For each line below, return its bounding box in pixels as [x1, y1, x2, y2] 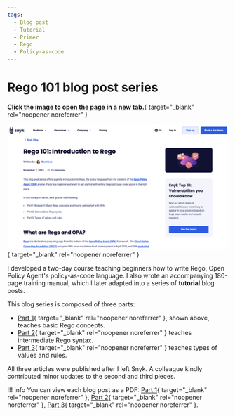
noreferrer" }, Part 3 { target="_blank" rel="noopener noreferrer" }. [7, 401, 199, 409]
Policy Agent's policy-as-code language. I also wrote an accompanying [7, 271, 213, 280]
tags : [7, 11, 23, 18]
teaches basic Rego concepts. [17, 321, 105, 330]
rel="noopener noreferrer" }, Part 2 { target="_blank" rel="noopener [7, 394, 202, 402]
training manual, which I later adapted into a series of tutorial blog [23, 279, 215, 287]
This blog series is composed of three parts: [7, 300, 135, 308]
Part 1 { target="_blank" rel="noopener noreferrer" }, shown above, [17, 313, 210, 323]
